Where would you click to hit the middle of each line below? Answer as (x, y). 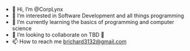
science (22, 28)
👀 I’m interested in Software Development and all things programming (98, 16)
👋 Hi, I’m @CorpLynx (37, 9)
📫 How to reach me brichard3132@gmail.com (69, 41)
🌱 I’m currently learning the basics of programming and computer (93, 22)
